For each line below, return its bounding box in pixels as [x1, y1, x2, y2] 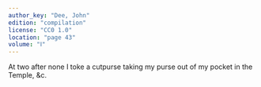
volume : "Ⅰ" [8, 41, 46, 49]
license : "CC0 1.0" [8, 26, 73, 34]
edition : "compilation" [8, 19, 87, 27]
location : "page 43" [8, 33, 77, 42]
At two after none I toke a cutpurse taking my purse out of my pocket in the [8, 62, 253, 71]
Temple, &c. [8, 71, 47, 80]
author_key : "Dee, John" [8, 11, 90, 20]
